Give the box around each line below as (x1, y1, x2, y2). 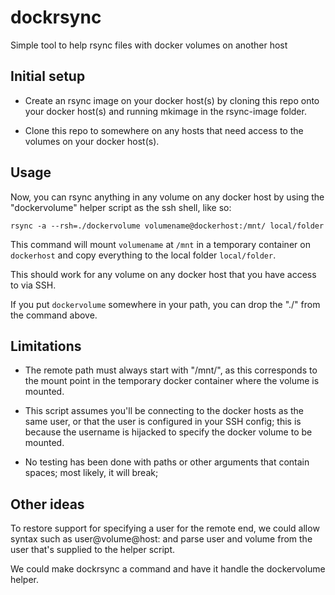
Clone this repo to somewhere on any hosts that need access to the (24, 124, 304, 136)
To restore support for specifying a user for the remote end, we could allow (10, 522, 320, 535)
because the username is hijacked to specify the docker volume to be (24, 426, 313, 438)
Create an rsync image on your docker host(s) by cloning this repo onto (24, 94, 320, 106)
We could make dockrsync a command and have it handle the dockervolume (10, 563, 326, 575)
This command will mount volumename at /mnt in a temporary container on (10, 238, 311, 250)
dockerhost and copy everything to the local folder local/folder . (10, 249, 277, 261)
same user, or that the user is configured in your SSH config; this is (24, 416, 302, 428)
